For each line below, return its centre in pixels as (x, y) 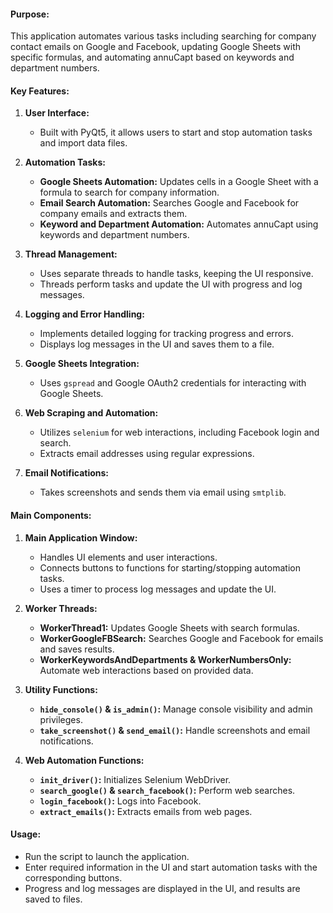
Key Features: (40, 91)
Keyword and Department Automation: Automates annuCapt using (179, 224)
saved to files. (53, 899)
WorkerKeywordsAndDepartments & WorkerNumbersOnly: (165, 659)
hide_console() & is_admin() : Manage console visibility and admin (176, 709)
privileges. (61, 719)
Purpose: (30, 14)
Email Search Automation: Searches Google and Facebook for (169, 203)
